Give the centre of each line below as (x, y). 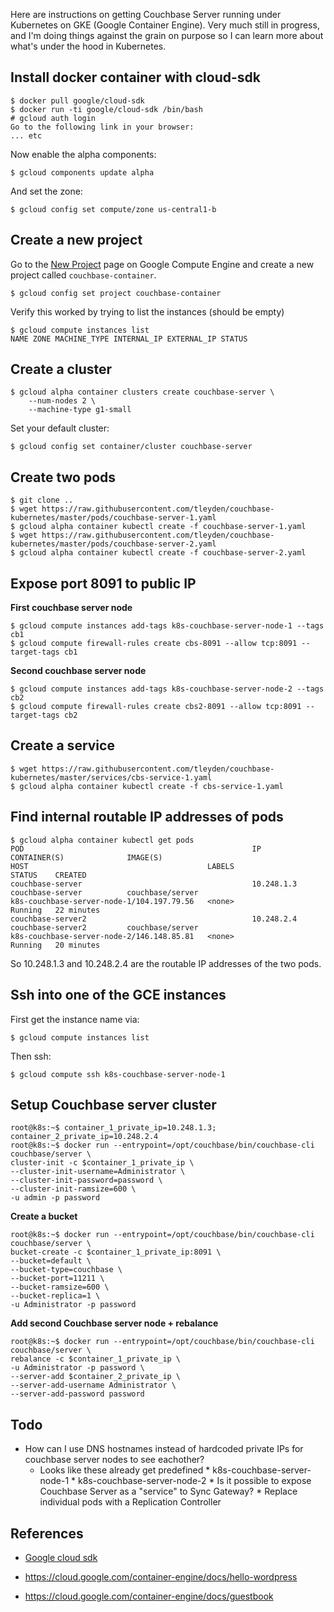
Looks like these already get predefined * (125, 1470)
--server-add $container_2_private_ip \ (96, 1377)
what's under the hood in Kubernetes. (88, 46)
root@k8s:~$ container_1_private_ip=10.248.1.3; (113, 1128)
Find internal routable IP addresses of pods (147, 817)
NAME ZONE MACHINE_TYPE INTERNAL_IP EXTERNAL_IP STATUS (129, 339)
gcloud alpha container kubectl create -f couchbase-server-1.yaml (163, 527)
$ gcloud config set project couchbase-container (116, 293)
